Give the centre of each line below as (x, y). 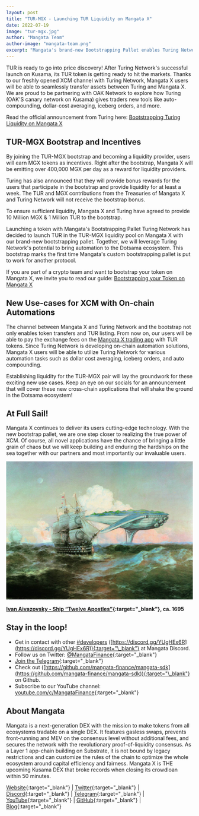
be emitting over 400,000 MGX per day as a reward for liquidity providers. (97, 169)
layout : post (22, 12)
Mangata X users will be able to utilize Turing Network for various (86, 352)
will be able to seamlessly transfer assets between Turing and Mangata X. (96, 87)
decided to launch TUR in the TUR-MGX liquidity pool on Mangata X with (95, 235)
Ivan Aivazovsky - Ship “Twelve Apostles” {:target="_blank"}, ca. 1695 (95, 609)
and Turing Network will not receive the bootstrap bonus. (76, 200)
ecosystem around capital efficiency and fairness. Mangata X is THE (90, 763)
